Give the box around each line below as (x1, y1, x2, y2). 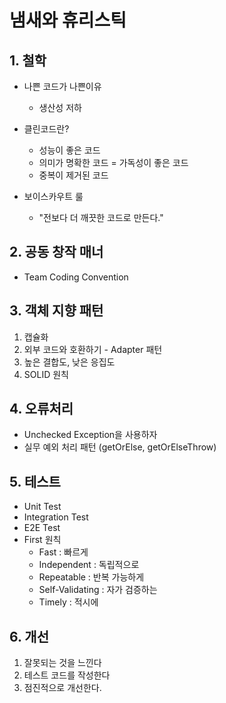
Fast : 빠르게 (38, 546, 89, 558)
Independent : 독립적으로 (38, 559, 140, 571)
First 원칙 (23, 534, 62, 546)
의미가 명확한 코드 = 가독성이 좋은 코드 (38, 157, 189, 168)
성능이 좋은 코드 (38, 144, 101, 156)
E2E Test (23, 522, 61, 534)
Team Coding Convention (23, 271, 129, 283)
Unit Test (23, 501, 62, 513)
